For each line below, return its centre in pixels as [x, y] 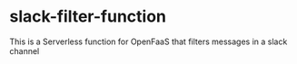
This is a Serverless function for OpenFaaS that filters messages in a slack [148, 41]
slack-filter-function [88, 17]
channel [25, 50]
